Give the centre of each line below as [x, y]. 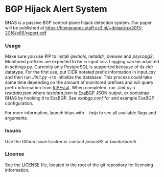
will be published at [25, 27]
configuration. [19, 103]
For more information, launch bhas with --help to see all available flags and [81, 113]
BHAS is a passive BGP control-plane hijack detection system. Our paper [78, 23]
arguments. [17, 118]
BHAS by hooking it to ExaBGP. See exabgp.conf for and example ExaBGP [80, 98]
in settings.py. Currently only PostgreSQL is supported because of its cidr [79, 67]
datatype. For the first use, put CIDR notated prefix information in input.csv [80, 72]
